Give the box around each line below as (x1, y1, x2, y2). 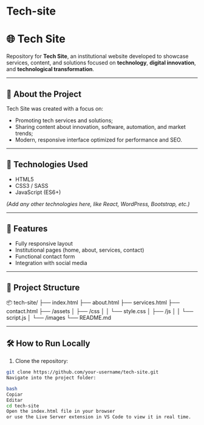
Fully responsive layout (15, 240, 73, 247)
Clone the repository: (15, 358, 69, 365)
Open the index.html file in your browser (6, 409, 115, 415)
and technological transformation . (6, 66, 95, 73)
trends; (15, 130, 33, 137)
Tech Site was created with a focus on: (6, 105, 104, 112)
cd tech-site (6, 403, 39, 409)
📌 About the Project (6, 89, 82, 99)
